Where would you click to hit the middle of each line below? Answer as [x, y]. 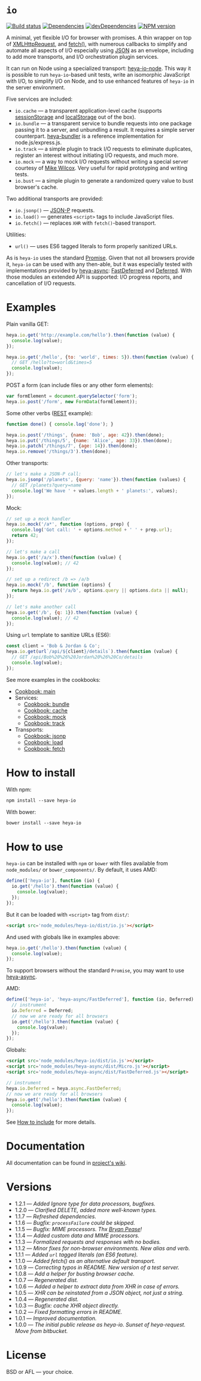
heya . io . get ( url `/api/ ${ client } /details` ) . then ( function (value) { [92, 652]
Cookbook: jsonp [45, 736]
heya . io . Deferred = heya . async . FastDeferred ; [64, 1088]
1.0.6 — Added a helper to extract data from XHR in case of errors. [97, 1286]
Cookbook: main [35, 691]
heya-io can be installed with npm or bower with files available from [87, 863]
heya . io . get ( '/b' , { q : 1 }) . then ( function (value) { [72, 612]
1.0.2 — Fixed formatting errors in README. [68, 1312]
